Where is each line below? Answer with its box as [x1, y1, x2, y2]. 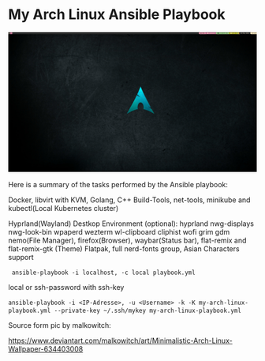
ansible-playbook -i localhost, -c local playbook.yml [11, 269, 196, 277]
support [8, 253, 34, 262]
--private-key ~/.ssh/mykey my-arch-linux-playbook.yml [54, 306, 242, 315]
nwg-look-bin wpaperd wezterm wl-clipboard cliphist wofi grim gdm [8, 228, 230, 237]
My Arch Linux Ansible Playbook [8, 6, 226, 24]
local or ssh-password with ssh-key [8, 283, 125, 292]
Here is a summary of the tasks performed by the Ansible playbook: [8, 180, 229, 190]
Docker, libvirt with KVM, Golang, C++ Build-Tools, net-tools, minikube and [8, 195, 251, 205]
